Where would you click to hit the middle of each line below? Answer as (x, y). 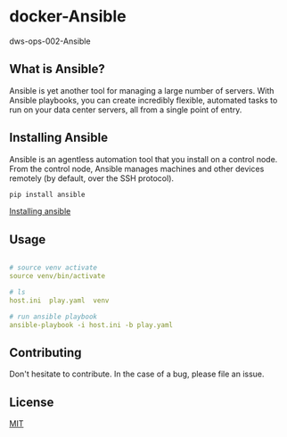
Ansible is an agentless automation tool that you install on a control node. (143, 159)
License (32, 402)
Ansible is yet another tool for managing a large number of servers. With (142, 90)
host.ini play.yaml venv (59, 301)
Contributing (45, 353)
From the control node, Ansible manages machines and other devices (137, 169)
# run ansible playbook (53, 317)
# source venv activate (53, 268)
